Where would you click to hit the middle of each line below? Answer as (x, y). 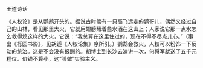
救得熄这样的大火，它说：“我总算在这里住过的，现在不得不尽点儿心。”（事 (102, 36)
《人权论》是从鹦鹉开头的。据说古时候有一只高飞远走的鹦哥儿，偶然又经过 (99, 21)
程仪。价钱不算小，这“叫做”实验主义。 (54, 59)
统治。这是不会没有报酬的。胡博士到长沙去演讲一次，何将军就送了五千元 (107, 51)
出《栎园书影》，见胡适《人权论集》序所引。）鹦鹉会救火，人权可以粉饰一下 (99, 44)
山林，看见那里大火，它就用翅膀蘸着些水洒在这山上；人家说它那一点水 (104, 29)
